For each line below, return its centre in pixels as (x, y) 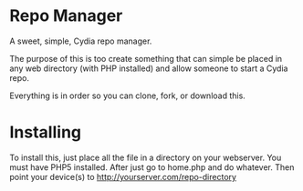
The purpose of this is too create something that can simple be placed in (146, 58)
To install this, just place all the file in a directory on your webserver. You (146, 157)
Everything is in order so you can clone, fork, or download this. (128, 95)
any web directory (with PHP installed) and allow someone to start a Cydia (149, 68)
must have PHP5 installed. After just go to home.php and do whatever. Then (152, 167)
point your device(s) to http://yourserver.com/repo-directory (123, 176)
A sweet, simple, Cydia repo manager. (81, 41)
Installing (46, 132)
